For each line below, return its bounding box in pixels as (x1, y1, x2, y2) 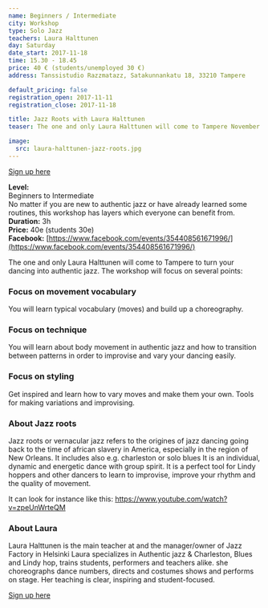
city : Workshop (8, 19, 59, 27)
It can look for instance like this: (8, 494, 114, 504)
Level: (8, 182, 30, 192)
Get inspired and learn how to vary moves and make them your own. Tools (8, 389, 254, 399)
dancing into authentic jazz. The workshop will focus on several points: (8, 265, 243, 275)
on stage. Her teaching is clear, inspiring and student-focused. (8, 575, 215, 585)
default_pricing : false (8, 86, 88, 94)
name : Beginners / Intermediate (8, 11, 116, 20)
